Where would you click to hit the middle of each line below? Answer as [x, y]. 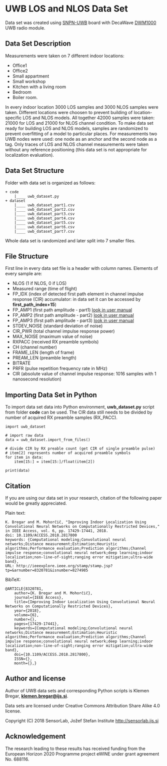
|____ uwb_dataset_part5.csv [44, 223]
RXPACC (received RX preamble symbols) [55, 342]
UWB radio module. [25, 28]
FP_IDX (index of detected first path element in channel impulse [78, 294]
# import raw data [24, 436]
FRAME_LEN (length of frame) [43, 352]
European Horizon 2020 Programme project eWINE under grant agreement [82, 753]
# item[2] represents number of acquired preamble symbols [68, 453]
